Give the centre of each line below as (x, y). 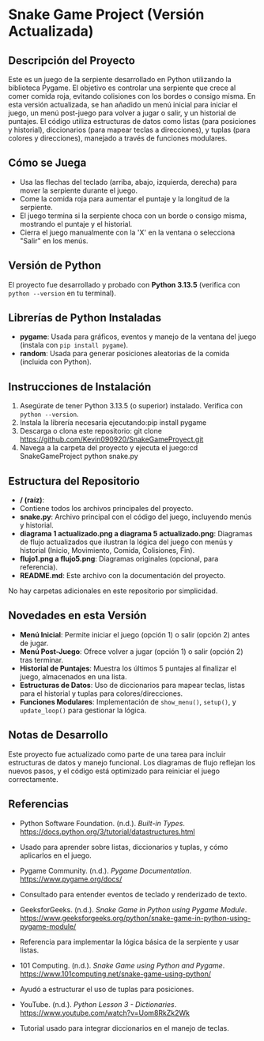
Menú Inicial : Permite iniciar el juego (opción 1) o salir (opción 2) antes (135, 634)
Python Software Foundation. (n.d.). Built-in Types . (102, 823)
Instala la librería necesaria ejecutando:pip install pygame (113, 423)
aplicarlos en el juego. (56, 855)
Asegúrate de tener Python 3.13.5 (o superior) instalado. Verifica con (131, 406)
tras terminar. (41, 660)
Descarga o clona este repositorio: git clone (91, 431)
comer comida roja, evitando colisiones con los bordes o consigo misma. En (132, 96)
